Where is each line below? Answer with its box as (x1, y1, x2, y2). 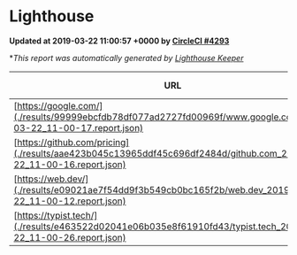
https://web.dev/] (17, 173, 89, 185)
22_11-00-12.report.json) (13, 195, 126, 207)
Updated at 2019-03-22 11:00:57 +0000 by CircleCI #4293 (9, 35, 230, 46)
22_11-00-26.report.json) (13, 231, 126, 243)
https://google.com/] (17, 99, 103, 112)
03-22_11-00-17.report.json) (13, 121, 144, 134)
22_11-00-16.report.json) (13, 158, 126, 170)
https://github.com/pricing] (17, 135, 130, 148)
